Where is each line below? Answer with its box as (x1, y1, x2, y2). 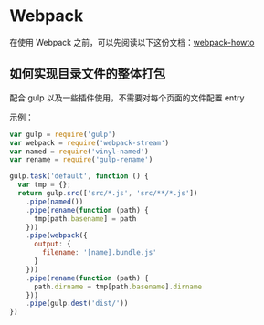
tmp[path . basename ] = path (33, 214, 137, 224)
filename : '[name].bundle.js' (42, 248, 157, 257)
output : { (33, 239, 71, 249)
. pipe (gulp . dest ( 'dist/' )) (26, 299, 129, 309)
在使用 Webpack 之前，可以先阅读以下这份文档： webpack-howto (9, 37, 255, 47)
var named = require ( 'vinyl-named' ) (9, 147, 149, 156)
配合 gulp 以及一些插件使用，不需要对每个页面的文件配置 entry (9, 92, 245, 103)
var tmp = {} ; (17, 180, 71, 190)
